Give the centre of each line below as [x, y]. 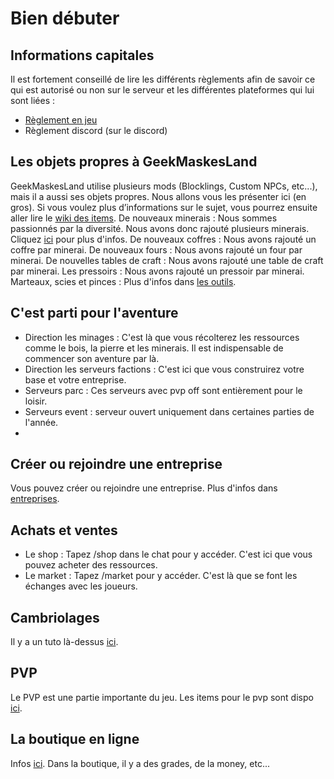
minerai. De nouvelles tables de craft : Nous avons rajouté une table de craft [167, 260]
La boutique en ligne [75, 739]
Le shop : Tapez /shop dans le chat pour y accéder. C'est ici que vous [168, 554]
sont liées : [33, 100]
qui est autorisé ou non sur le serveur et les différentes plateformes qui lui [162, 90]
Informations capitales [82, 55]
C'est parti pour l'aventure [94, 313]
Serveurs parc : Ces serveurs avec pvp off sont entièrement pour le [163, 390]
